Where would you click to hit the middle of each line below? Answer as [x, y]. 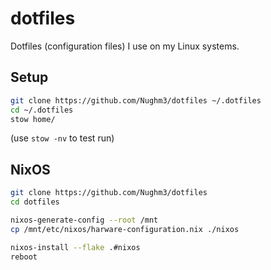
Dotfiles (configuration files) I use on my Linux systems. [125, 46]
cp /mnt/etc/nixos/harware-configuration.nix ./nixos [125, 229]
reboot [24, 257]
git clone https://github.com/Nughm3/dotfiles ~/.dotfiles [136, 100]
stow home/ [33, 119]
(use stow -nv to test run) [62, 138]
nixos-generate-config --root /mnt [84, 220]
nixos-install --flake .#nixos [75, 247]
